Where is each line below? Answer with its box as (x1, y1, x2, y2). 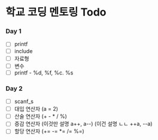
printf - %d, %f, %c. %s (14, 69, 74, 76)
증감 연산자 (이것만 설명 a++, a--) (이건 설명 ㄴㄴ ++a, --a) (14, 120, 153, 127)
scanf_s (14, 98, 34, 105)
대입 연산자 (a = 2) (14, 105, 58, 113)
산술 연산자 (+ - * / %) (14, 113, 67, 120)
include (14, 47, 33, 54)
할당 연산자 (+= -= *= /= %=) (14, 127, 84, 135)
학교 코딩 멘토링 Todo (5, 5, 107, 19)
